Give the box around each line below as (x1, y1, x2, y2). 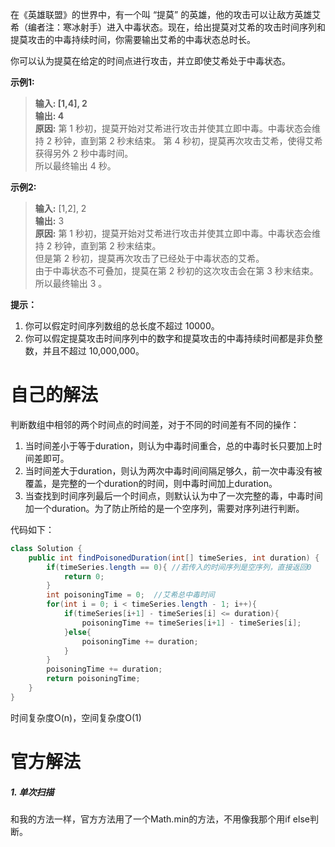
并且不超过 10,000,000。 (42, 345, 145, 357)
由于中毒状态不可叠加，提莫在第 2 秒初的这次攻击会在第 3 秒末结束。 (34, 265, 319, 277)
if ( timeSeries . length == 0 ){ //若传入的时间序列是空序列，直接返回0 (46, 562, 312, 572)
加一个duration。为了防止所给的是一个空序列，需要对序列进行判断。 (24, 502, 305, 514)
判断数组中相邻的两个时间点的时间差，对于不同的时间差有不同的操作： (10, 418, 300, 430)
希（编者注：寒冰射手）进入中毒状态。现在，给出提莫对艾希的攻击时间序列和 (10, 21, 326, 33)
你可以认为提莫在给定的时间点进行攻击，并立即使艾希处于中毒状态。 (10, 55, 291, 67)
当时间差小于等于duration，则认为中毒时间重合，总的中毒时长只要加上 (24, 439, 314, 452)
